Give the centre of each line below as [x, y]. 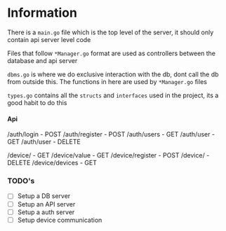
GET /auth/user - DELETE [44, 142]
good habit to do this [37, 102]
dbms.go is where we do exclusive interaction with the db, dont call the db [113, 74]
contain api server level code [49, 39]
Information [42, 13]
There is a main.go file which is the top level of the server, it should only [111, 32]
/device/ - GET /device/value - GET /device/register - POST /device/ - [108, 155]
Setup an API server [46, 204]
